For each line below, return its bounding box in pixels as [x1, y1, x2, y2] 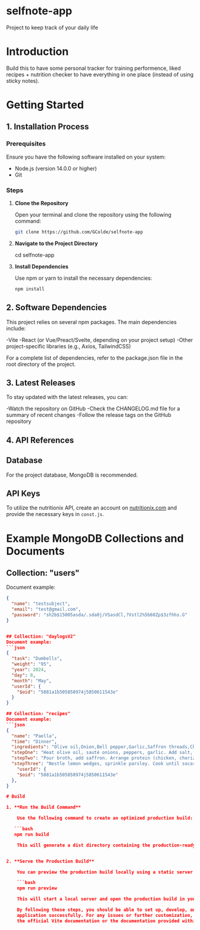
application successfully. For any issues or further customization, [17, 912, 193, 918]
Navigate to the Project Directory [14, 240, 98, 247]
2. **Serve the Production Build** [6, 858, 95, 864]
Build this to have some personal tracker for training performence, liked [6, 64, 182, 72]
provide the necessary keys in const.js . [6, 511, 104, 518]
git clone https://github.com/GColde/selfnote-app [14, 229, 143, 235]
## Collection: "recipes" [6, 711, 70, 717]
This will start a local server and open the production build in [17, 896, 185, 902]
